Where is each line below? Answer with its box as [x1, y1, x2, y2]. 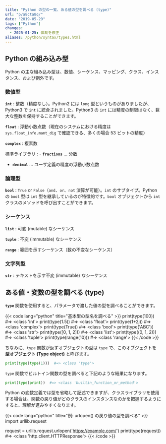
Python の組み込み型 [5, 55, 69, 63]
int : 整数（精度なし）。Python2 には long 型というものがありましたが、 [5, 100, 152, 107]
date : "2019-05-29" [5, 16, 46, 21]
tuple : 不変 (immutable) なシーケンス [5, 236, 82, 242]
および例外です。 [22, 75, 57, 81]
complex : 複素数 [5, 140, 38, 146]
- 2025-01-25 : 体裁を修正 [9, 30, 59, 35]
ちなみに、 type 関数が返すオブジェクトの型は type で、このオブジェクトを [5, 344, 157, 350]
